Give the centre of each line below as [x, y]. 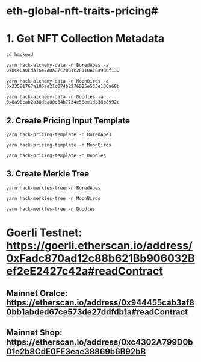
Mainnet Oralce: [37, 293]
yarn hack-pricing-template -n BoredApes [59, 134]
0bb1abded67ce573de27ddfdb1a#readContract [97, 312]
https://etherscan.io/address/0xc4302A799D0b [100, 342]
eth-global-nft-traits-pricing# [82, 11]
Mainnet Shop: [34, 332]
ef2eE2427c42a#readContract [85, 271]
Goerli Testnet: [44, 232]
